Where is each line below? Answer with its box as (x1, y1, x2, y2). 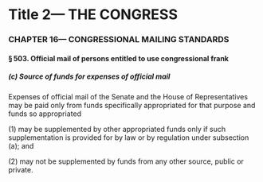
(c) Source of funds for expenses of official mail (8, 72, 171, 81)
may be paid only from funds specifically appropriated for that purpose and (8, 100, 256, 110)
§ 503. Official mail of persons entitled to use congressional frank (8, 53, 230, 63)
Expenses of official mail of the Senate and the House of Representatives (8, 91, 249, 101)
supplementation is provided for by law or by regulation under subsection (8, 133, 249, 142)
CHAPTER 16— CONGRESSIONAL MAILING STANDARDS (8, 34, 230, 45)
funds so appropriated (8, 109, 82, 118)
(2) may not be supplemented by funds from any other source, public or (8, 157, 245, 166)
